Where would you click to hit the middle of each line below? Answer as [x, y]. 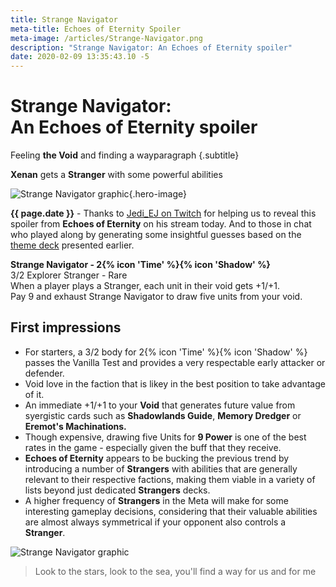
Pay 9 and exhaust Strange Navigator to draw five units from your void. [156, 297]
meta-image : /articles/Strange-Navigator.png [106, 38]
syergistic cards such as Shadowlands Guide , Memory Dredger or [163, 415]
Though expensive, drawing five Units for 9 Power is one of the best [165, 437]
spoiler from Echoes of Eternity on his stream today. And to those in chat [161, 224]
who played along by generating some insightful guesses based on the [156, 235]
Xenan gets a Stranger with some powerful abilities [116, 175]
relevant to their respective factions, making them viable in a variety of [170, 479]
